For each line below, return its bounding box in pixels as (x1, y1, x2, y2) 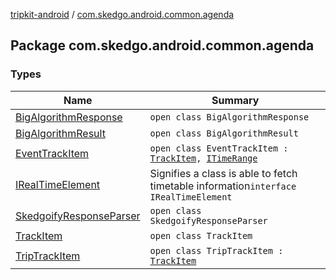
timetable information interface (149, 179, 297, 193)
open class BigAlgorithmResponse (149, 111, 310, 123)
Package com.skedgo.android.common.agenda (10, 37, 315, 54)
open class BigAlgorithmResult (149, 127, 299, 139)
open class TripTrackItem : (149, 245, 284, 256)
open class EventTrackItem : (149, 142, 289, 154)
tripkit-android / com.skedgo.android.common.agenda (10, 9, 235, 20)
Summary (211, 93, 260, 107)
